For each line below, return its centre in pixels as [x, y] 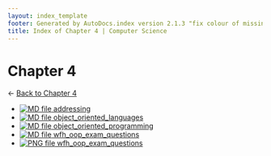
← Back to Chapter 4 [42, 93]
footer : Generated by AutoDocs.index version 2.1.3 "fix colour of [124, 23]
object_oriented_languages [98, 117]
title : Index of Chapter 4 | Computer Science [87, 31]
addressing [72, 109]
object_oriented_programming [104, 126]
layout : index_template [48, 16]
